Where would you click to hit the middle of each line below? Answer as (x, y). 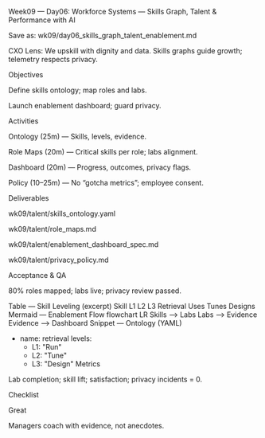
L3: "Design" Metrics (66, 364)
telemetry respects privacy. (53, 59)
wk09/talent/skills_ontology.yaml (62, 213)
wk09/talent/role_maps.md (53, 229)
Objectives (26, 74)
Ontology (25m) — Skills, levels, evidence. (78, 136)
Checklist (24, 395)
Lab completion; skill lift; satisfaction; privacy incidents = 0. (105, 379)
